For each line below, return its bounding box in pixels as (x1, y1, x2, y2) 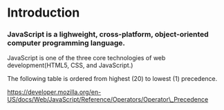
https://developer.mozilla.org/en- (7, 88, 102, 96)
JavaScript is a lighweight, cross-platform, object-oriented (7, 30, 209, 39)
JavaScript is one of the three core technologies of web (7, 54, 166, 62)
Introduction (7, 5, 80, 21)
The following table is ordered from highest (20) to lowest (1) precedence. (7, 75, 218, 83)
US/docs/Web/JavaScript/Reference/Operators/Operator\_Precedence (7, 95, 209, 104)
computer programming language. (7, 38, 126, 48)
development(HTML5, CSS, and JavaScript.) (7, 61, 133, 70)
